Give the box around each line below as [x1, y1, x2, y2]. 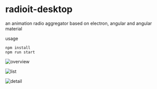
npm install [5, 45, 30, 50]
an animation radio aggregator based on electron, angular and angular [5, 20, 152, 26]
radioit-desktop [5, 4, 73, 15]
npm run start [5, 50, 36, 55]
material [5, 25, 22, 31]
